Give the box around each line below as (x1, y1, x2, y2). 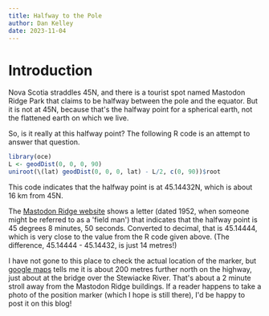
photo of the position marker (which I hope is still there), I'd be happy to (8, 290, 246, 299)
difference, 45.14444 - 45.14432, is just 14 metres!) (8, 240, 177, 249)
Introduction (8, 61, 93, 79)
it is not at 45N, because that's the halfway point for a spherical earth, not (8, 105, 253, 115)
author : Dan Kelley (8, 19, 74, 27)
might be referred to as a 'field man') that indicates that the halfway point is (8, 214, 259, 225)
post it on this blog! (8, 298, 72, 308)
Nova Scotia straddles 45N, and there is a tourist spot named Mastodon (8, 87, 246, 97)
